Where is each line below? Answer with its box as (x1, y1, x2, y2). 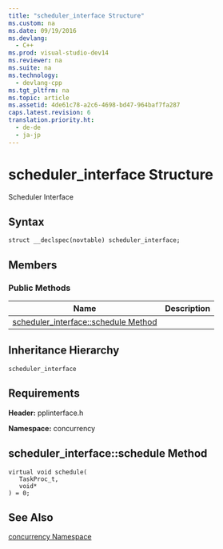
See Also (8, 511, 54, 524)
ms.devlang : (8, 34, 48, 42)
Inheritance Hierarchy (8, 344, 120, 357)
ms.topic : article (8, 94, 70, 102)
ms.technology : (8, 71, 59, 79)
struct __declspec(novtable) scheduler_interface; (8, 236, 181, 244)
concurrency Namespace (8, 532, 92, 542)
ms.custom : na (8, 19, 56, 27)
